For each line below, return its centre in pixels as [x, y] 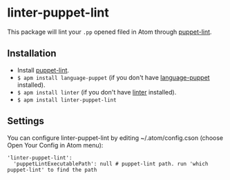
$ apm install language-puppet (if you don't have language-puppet [113, 77]
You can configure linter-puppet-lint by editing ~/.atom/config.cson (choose [115, 138]
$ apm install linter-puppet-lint [67, 100]
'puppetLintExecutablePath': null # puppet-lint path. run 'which [111, 163]
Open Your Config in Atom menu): [55, 145]
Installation [32, 53]
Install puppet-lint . [43, 70]
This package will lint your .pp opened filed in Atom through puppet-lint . [109, 32]
